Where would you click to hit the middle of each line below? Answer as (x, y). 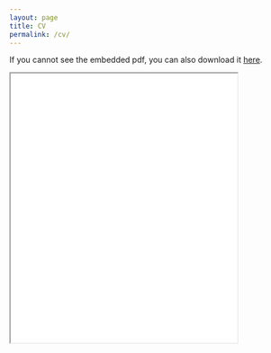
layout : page (34, 18)
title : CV (28, 26)
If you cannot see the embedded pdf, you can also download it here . (136, 60)
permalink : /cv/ (40, 34)
